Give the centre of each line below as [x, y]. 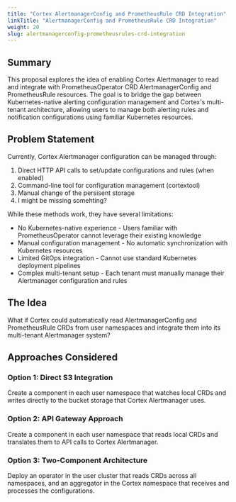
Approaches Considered [63, 358]
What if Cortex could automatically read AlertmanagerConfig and [102, 320]
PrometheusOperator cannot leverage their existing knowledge [109, 235]
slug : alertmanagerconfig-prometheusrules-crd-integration [96, 34]
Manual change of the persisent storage [76, 193]
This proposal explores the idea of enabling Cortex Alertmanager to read [113, 79]
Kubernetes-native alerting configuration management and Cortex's [106, 102]
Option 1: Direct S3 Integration [60, 378]
